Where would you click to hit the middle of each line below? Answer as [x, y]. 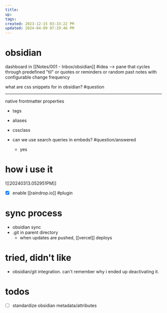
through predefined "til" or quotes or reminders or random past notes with [81, 72]
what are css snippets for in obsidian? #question [55, 87]
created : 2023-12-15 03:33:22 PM [40, 24]
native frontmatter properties [35, 101]
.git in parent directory [35, 232]
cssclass [21, 130]
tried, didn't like [38, 258]
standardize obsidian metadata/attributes [54, 305]
